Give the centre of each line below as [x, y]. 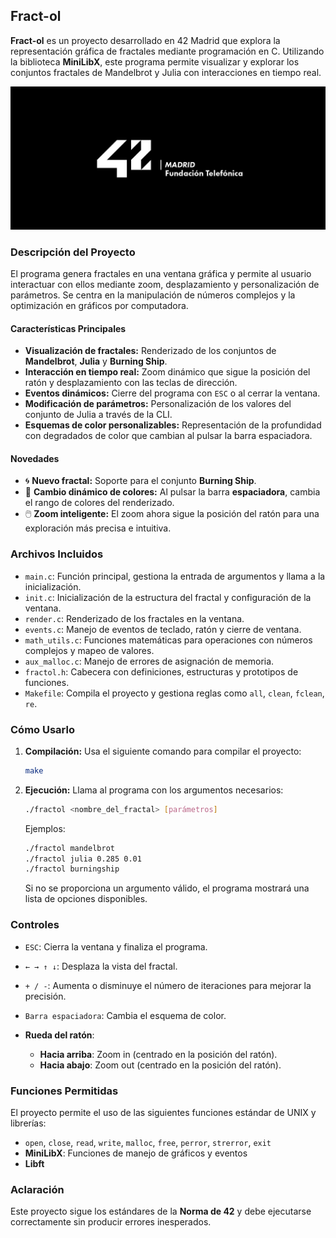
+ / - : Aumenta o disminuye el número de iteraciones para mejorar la [168, 985]
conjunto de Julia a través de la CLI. [98, 415]
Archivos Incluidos [57, 554]
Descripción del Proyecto [73, 252]
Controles [35, 925]
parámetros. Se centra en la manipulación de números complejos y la [153, 295]
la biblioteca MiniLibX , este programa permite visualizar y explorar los [155, 61]
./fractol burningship [72, 869]
